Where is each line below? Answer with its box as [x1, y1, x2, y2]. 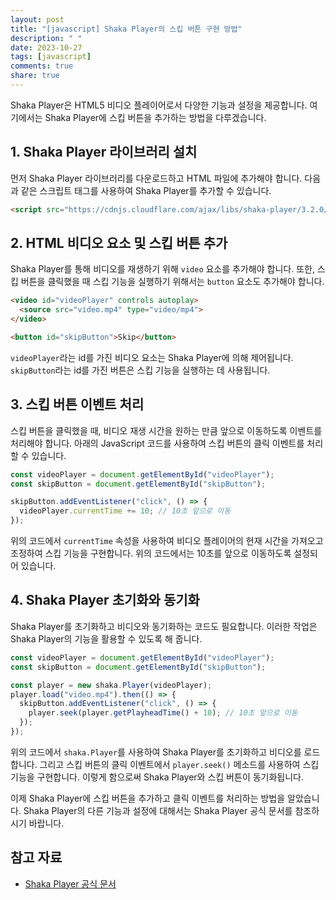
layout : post [10, 14, 65, 25]
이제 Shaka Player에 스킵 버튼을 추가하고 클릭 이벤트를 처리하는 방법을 [10, 792, 286, 804]
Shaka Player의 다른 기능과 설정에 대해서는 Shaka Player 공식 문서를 [23, 804, 293, 816]
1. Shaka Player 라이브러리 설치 [10, 144, 198, 161]
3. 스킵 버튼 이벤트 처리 [10, 396, 145, 413]
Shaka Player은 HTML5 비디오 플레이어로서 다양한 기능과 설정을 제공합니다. [10, 99, 308, 111]
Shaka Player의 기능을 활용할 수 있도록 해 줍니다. [10, 632, 203, 645]
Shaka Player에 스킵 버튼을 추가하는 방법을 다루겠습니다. [44, 111, 267, 123]
